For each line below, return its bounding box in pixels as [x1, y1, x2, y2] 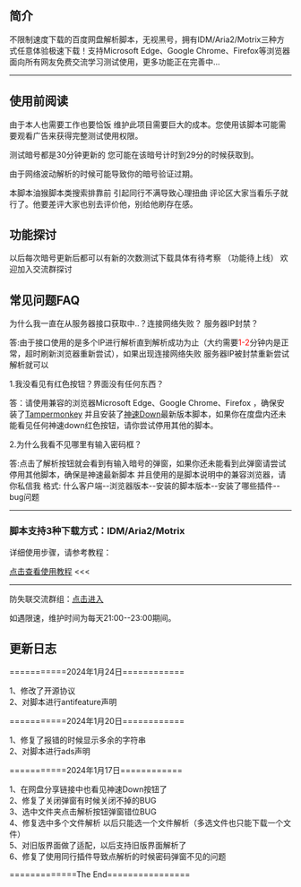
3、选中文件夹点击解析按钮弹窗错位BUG [9, 806, 157, 817]
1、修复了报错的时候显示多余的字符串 [9, 735, 146, 745]
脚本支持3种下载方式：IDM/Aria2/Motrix [9, 525, 185, 538]
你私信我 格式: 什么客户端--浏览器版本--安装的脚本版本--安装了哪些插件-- [9, 480, 280, 491]
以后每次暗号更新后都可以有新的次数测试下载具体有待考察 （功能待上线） [9, 253, 279, 263]
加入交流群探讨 [16, 263, 73, 275]
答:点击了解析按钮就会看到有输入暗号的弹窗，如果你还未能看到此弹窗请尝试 [9, 458, 287, 469]
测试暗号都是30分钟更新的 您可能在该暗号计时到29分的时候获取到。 [9, 149, 259, 159]
